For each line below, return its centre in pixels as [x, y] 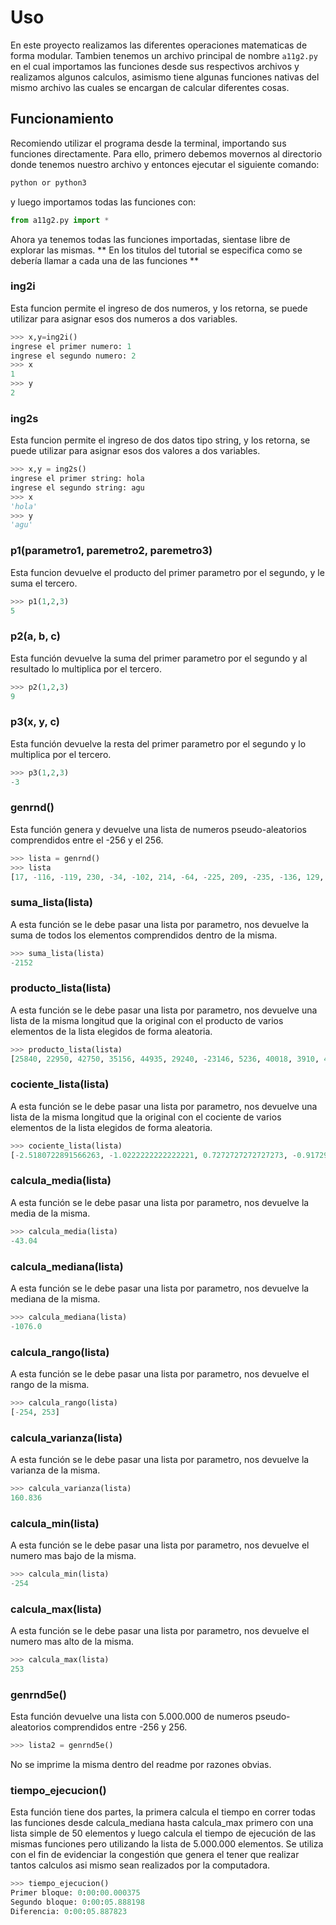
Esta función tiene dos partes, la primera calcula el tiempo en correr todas [163, 1812]
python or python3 [48, 182]
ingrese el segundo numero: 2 [73, 356]
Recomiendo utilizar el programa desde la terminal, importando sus [148, 143]
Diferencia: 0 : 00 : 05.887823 [69, 1911]
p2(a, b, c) [35, 636]
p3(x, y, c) [35, 722]
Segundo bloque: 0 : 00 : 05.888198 [77, 1902]
